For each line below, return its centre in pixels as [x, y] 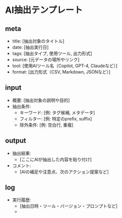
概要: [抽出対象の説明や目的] [41, 100]
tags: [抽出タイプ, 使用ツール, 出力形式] [52, 53]
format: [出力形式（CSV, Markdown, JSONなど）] [61, 72]
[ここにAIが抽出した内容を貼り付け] [56, 159]
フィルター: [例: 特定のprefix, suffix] [56, 118]
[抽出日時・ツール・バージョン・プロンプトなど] [69, 206]
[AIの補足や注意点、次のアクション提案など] [64, 172]
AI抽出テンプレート [44, 10]
